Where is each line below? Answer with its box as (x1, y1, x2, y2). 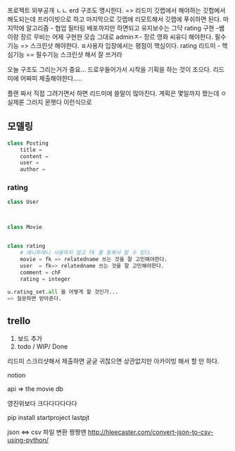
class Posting (7, 140, 49, 147)
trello (7, 315, 31, 327)
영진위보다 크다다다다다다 (7, 399, 77, 407)
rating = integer (20, 275, 71, 282)
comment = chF (20, 269, 61, 276)
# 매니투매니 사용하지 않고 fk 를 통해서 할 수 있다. (20, 249, 153, 256)
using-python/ (7, 435, 49, 444)
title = (20, 146, 42, 153)
